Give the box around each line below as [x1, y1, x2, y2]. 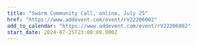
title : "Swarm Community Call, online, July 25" [7, 9, 148, 17]
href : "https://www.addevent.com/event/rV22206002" [7, 16, 157, 23]
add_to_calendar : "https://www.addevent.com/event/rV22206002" [7, 22, 192, 29]
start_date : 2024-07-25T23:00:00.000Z [7, 28, 118, 36]
